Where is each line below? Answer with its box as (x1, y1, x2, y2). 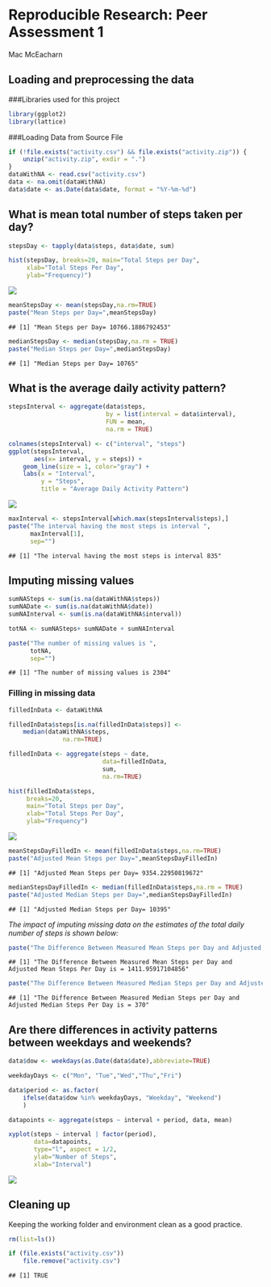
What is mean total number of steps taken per (8, 208, 244, 221)
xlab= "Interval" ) (33, 1160, 92, 1168)
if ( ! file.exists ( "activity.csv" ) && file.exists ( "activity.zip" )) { (8, 148, 248, 156)
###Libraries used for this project (8, 95, 120, 104)
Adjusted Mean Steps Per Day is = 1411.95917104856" (8, 965, 190, 974)
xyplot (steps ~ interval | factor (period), (8, 1130, 157, 1138)
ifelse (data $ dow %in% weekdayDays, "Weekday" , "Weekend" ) (23, 1093, 222, 1102)
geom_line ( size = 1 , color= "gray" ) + (23, 462, 150, 470)
